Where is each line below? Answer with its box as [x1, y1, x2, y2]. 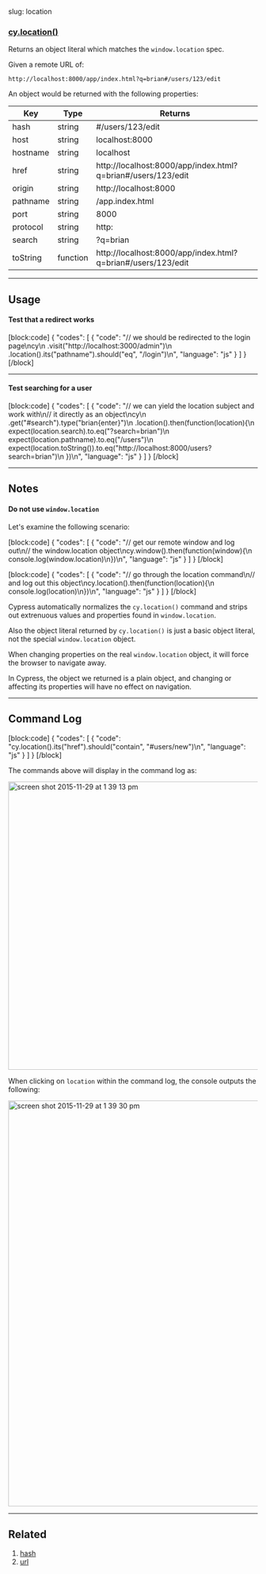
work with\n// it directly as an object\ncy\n [8, 410, 146, 419]
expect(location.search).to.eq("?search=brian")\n [8, 426, 170, 436]
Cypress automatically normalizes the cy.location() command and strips [8, 602, 248, 611]
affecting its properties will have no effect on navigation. [8, 682, 192, 691]
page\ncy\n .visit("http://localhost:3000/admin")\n [8, 341, 173, 350]
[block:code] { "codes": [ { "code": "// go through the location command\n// [8, 569, 256, 579]
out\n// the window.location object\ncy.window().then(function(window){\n [8, 545, 253, 555]
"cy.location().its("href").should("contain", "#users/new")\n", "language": [8, 741, 246, 751]
